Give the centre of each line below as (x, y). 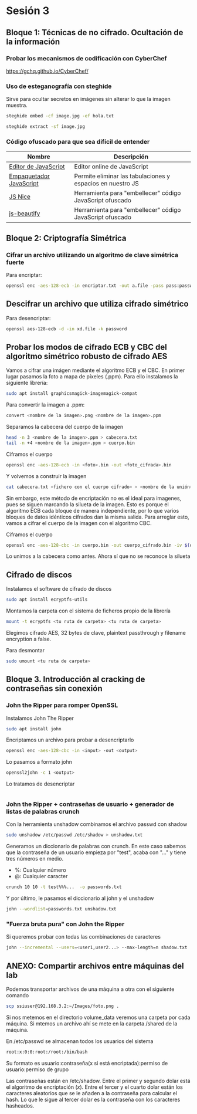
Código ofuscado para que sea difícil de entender (78, 141)
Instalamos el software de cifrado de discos (59, 589)
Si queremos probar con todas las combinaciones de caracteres (84, 937)
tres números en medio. (35, 859)
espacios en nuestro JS (106, 184)
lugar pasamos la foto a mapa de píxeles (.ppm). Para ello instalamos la (92, 377)
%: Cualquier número (40, 870)
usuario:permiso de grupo (38, 1069)
